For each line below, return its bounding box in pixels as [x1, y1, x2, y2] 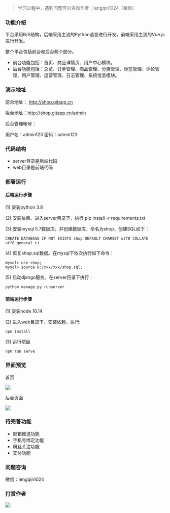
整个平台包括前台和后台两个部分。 [5, 48, 77, 55]
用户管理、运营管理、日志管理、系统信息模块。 [21, 72, 120, 79]
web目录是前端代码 [12, 164, 53, 170]
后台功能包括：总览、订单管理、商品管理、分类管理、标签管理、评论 [12, 66, 155, 72]
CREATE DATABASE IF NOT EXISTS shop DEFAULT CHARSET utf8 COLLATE [5, 236, 149, 241]
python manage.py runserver [5, 285, 65, 290]
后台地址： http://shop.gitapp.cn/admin [5, 110, 86, 116]
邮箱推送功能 [12, 430, 40, 437]
